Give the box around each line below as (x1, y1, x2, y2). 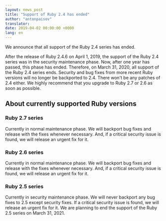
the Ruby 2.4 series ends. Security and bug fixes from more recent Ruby (5, 70, 153, 75)
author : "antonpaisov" (5, 16, 52, 21)
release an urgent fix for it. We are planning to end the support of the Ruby (5, 205, 158, 211)
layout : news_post (5, 7, 43, 12)
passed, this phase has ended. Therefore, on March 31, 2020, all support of (5, 64, 160, 70)
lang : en (5, 30, 23, 35)
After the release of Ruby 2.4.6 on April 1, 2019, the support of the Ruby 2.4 (5, 54, 159, 60)
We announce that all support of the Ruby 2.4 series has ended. (5, 44, 136, 50)
